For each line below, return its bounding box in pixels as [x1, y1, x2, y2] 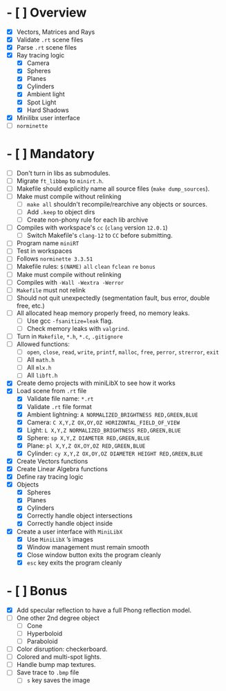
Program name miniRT [16, 239, 79, 247]
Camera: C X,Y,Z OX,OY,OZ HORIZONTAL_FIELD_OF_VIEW [26, 418, 180, 426]
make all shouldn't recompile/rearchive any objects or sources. [26, 200, 208, 208]
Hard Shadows [26, 106, 70, 114]
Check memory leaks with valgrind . [26, 324, 129, 332]
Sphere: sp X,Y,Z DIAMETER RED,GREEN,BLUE [26, 433, 150, 442]
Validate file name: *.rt [26, 395, 94, 403]
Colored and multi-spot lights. [16, 653, 102, 661]
